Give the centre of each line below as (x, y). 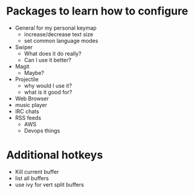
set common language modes (61, 40)
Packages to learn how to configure (97, 11)
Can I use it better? (47, 60)
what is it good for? (48, 92)
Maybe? (34, 73)
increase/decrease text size (59, 34)
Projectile (27, 79)
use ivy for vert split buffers (50, 184)
